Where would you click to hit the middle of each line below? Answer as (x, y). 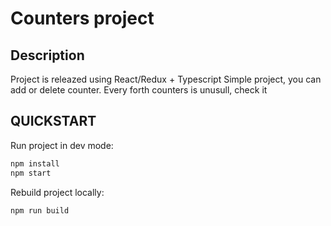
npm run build (40, 210)
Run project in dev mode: (62, 145)
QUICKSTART (53, 121)
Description (47, 55)
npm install (35, 163)
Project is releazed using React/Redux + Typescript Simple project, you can (166, 79)
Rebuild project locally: (57, 192)
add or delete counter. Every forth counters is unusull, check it (139, 90)
